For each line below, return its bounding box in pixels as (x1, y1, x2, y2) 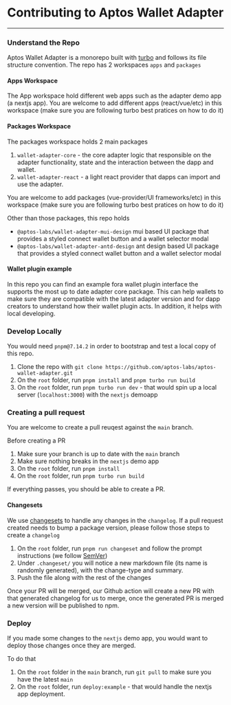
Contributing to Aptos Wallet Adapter (7, 5, 224, 21)
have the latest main (16, 675, 74, 683)
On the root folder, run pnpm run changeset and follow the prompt (16, 544, 202, 552)
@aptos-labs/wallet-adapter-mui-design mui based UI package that (16, 227, 210, 235)
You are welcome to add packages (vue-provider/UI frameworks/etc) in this (7, 193, 221, 201)
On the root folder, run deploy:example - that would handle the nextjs (16, 682, 212, 691)
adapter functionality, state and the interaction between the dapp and (16, 158, 214, 166)
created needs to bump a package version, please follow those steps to (7, 524, 210, 532)
